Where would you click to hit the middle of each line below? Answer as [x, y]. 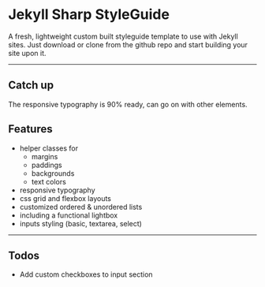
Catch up [31, 86]
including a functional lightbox [69, 215]
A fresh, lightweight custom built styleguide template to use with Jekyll [123, 36]
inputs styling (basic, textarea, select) [80, 223]
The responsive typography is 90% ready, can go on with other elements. [128, 104]
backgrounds [53, 173]
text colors [49, 181]
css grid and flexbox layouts [65, 198]
